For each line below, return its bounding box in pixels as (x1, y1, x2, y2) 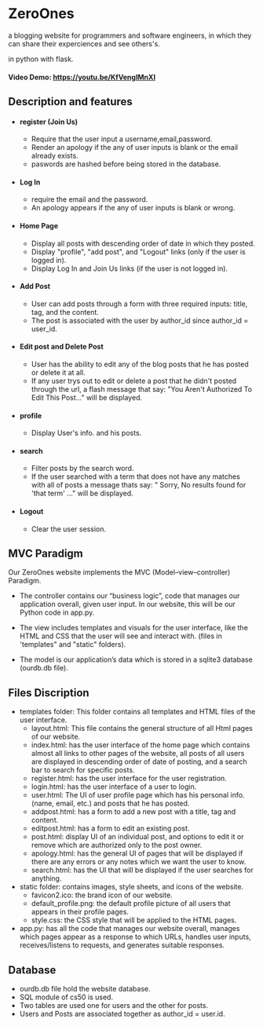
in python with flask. (8, 54, 74, 64)
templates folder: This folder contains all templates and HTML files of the (19, 707, 256, 717)
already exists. (31, 151, 79, 161)
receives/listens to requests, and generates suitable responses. (19, 940, 225, 950)
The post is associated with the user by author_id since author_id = (31, 316, 249, 325)
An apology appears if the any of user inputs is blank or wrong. (31, 203, 236, 213)
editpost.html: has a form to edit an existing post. (31, 823, 190, 833)
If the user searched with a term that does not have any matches (31, 472, 241, 481)
